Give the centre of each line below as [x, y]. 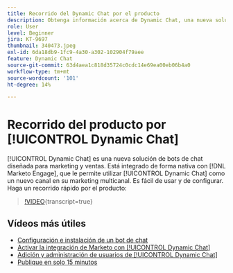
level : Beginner [31, 33]
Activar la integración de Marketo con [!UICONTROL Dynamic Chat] [114, 247]
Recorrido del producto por [87, 125]
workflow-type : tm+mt [38, 71]
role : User [23, 26]
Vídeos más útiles [47, 223]
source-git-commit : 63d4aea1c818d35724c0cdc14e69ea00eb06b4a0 [99, 65]
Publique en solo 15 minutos [57, 262]
